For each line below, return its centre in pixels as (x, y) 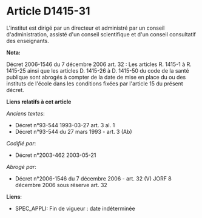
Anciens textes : (26, 113)
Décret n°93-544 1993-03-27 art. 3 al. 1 (65, 125)
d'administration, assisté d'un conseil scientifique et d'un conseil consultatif (101, 34)
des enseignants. (28, 41)
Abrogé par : (21, 167)
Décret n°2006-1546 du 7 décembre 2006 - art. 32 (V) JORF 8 (93, 178)
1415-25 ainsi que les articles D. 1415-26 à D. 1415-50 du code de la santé (98, 70)
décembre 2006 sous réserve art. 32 (61, 185)
